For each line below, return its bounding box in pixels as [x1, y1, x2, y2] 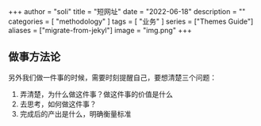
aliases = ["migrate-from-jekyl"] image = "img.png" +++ [8, 26, 192, 35]
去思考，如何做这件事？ [19, 99, 97, 109]
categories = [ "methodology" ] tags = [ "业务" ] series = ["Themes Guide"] [8, 17, 254, 26]
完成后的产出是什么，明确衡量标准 [19, 109, 132, 118]
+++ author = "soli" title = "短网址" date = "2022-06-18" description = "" [8, 7, 246, 16]
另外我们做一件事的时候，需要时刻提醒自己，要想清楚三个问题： [8, 72, 217, 82]
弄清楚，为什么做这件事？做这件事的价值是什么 [19, 89, 173, 98]
